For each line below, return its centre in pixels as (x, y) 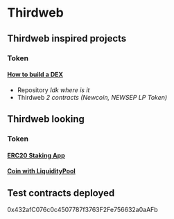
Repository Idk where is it (53, 90)
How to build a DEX (35, 75)
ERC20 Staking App (36, 155)
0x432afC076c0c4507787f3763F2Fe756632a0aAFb (82, 210)
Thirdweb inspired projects (67, 38)
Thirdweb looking (46, 119)
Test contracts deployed (61, 193)
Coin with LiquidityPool (42, 171)
